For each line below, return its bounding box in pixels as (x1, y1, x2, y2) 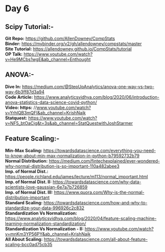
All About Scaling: (5, 236, 43, 242)
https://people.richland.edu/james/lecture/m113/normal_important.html (5, 173, 148, 179)
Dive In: (5, 84, 21, 89)
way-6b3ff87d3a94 (5, 89, 45, 95)
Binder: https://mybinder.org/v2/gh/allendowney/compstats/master (5, 41, 142, 47)
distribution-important (5, 195, 50, 200)
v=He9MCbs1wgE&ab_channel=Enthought (5, 56, 91, 62)
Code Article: (5, 94, 33, 100)
